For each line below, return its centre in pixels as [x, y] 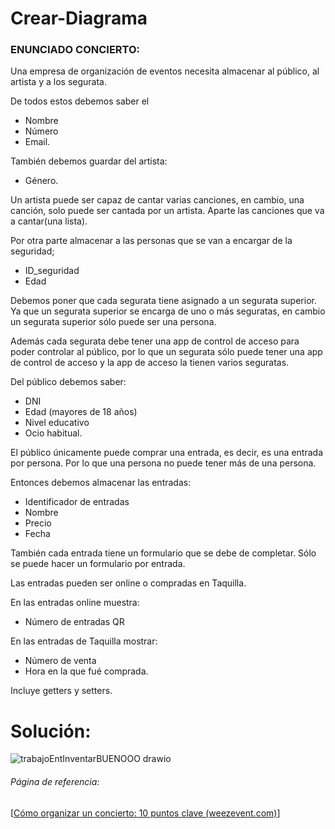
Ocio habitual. [53, 433]
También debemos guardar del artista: [89, 161]
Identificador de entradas [77, 502]
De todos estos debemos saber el [80, 101]
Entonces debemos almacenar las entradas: [101, 483]
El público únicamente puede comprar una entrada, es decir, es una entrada [167, 453]
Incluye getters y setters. [61, 691]
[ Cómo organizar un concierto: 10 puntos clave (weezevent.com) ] [145, 813]
